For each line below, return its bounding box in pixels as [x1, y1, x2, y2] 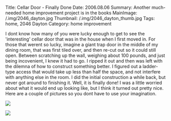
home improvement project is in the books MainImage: [22, 10, 137, 16]
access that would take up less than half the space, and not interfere [16, 69, 161, 75]
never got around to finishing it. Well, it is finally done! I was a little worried [5, 79, 162, 86]
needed [5, 10, 22, 16]
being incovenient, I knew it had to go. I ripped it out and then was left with [5, 58, 163, 64]
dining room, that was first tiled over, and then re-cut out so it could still [5, 47, 156, 53]
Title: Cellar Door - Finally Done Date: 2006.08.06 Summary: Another [5, 5, 151, 10]
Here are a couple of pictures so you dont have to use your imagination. [5, 91, 157, 96]
